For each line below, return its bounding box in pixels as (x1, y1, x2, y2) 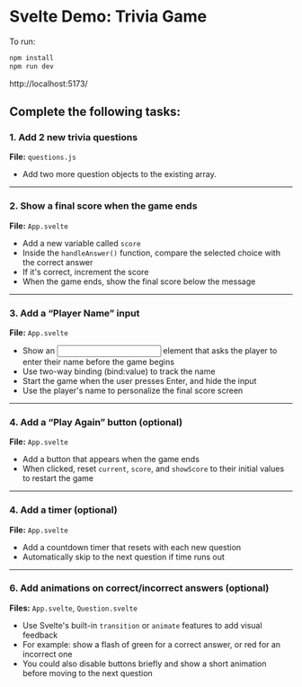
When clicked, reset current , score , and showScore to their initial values (22, 463, 285, 474)
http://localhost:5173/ (9, 78, 88, 89)
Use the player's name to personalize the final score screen (22, 385, 244, 396)
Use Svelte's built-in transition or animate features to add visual (22, 620, 262, 630)
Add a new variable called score (22, 237, 141, 248)
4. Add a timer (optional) (9, 504, 119, 516)
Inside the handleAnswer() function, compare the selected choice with (22, 247, 281, 258)
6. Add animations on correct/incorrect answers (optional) (9, 582, 270, 594)
